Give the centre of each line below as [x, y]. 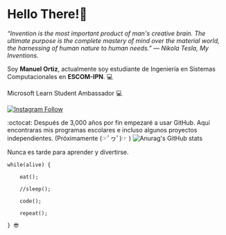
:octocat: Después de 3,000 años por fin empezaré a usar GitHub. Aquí [108, 122]
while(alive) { [29, 165]
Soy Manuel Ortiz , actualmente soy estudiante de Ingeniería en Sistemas [112, 69]
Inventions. [23, 55]
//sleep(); [35, 189]
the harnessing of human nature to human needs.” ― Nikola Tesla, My [108, 48]
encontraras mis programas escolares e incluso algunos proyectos [102, 130]
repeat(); [34, 213]
